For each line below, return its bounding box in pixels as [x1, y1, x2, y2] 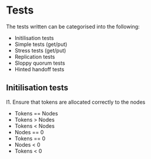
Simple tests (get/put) [14, 41, 68, 48]
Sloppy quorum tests [14, 59, 66, 67]
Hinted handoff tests [14, 65, 65, 72]
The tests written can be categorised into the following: [6, 23, 140, 30]
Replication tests [14, 53, 55, 60]
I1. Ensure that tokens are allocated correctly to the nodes [6, 98, 146, 105]
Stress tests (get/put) [14, 47, 66, 54]
